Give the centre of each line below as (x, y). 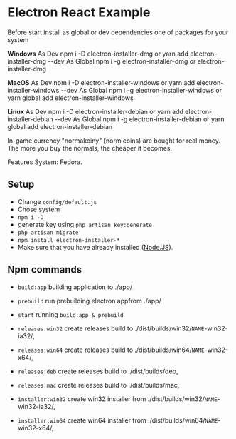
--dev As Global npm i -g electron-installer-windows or (141, 90)
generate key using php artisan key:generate (85, 224)
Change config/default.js (57, 201)
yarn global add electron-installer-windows (70, 98)
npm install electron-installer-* (69, 240)
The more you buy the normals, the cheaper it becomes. (90, 148)
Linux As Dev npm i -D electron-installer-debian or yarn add (95, 111)
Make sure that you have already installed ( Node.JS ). (95, 247)
